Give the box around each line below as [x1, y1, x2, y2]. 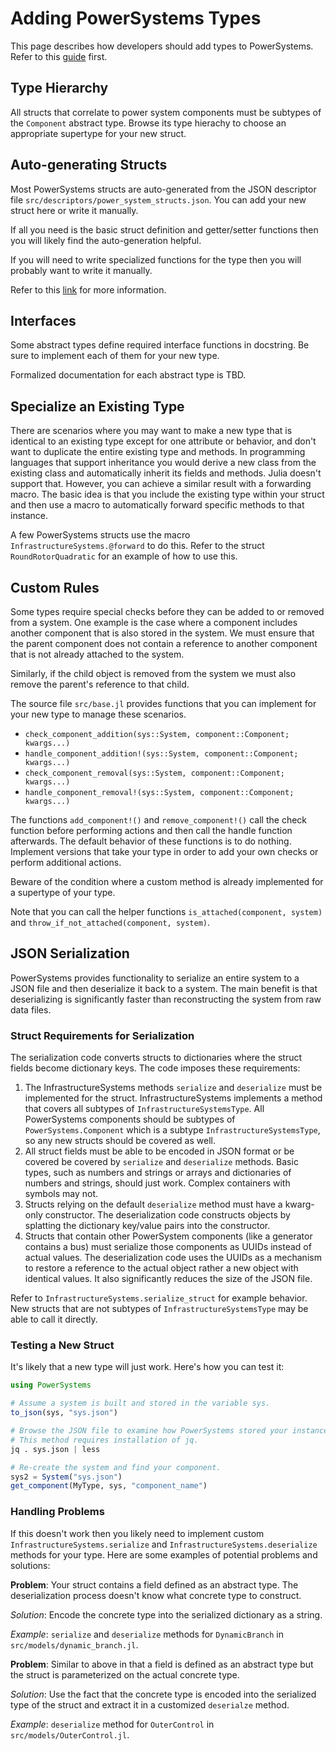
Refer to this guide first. [10, 50, 108, 62]
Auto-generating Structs [10, 157, 168, 174]
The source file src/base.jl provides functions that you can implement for [10, 698, 317, 709]
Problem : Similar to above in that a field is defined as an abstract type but [10, 1658, 314, 1670]
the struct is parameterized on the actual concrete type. [10, 1668, 240, 1681]
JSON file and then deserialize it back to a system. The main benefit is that [10, 982, 318, 994]
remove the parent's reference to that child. [10, 678, 190, 690]
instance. [10, 510, 49, 522]
